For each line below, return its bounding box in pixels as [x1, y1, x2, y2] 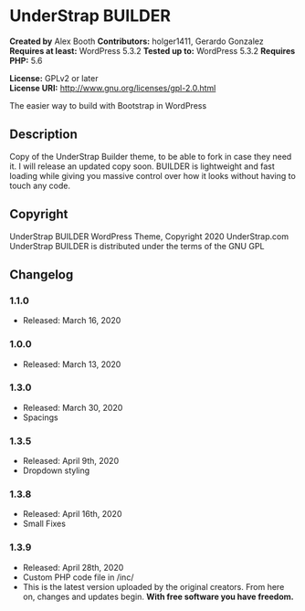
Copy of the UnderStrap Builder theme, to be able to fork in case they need [9, 151, 292, 162]
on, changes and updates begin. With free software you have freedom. [22, 591, 294, 602]
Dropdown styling [22, 465, 90, 476]
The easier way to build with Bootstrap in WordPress [9, 100, 207, 111]
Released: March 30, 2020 [22, 402, 123, 413]
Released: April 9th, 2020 [22, 456, 120, 467]
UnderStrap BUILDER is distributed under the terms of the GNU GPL [9, 240, 265, 251]
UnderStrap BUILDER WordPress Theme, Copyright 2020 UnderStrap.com [9, 230, 289, 242]
